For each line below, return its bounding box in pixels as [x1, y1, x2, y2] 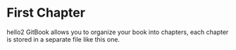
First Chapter [6, 5, 86, 21]
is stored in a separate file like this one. [6, 35, 120, 43]
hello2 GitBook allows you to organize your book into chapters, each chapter [6, 28, 229, 36]
